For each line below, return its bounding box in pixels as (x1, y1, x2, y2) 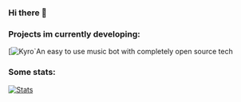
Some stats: (8, 67, 56, 78)
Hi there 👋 (8, 7, 48, 18)
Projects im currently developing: (8, 28, 141, 39)
